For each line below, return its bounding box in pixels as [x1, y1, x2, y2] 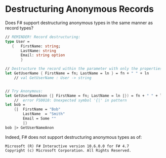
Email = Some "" [23, 116, 56, 121]
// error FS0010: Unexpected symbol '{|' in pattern [14, 97, 127, 103]
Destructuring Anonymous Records [5, 3, 154, 15]
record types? [5, 25, 34, 31]
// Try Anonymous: [5, 89, 43, 94]
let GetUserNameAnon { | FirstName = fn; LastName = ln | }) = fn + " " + [5, 93, 158, 98]
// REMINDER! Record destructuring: [5, 34, 81, 39]
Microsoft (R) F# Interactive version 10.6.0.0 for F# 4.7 [5, 144, 129, 149]
